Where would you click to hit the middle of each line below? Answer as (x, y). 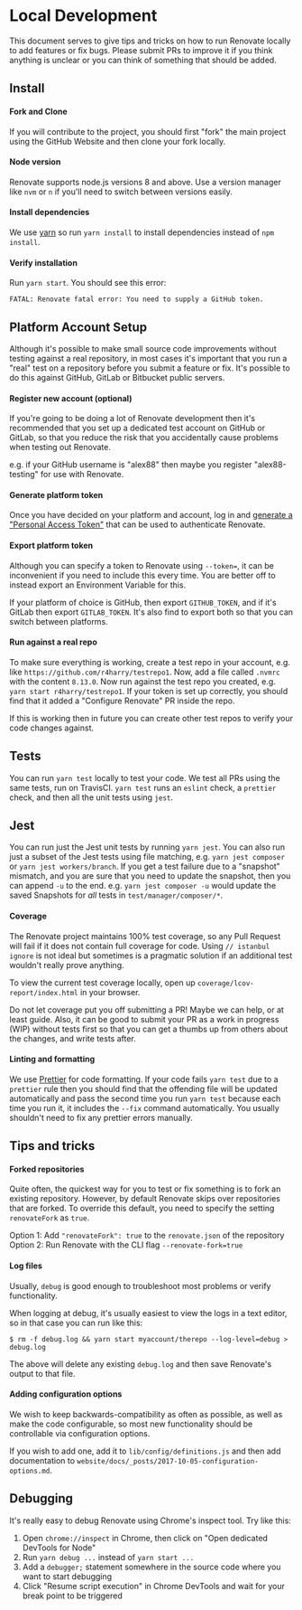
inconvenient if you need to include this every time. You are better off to (143, 575)
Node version (35, 162)
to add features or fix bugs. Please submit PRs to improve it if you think (141, 50)
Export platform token (51, 545)
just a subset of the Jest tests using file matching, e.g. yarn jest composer (147, 857)
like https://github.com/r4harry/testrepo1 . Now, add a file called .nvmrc (145, 672)
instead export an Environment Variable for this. (98, 585)
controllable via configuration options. (80, 1433)
